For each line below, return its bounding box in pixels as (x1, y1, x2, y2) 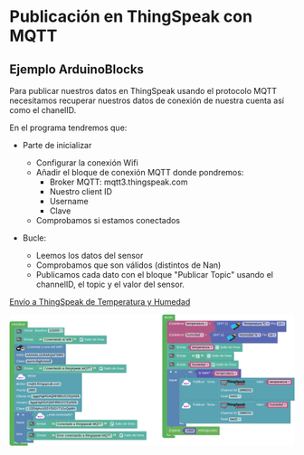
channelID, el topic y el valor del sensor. (35, 279, 185, 289)
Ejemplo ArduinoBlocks (9, 62, 145, 77)
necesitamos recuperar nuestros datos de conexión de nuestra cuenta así (9, 95, 285, 106)
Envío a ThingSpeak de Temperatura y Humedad (9, 297, 191, 307)
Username (49, 196, 89, 206)
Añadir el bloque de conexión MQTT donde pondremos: (35, 167, 244, 177)
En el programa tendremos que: (9, 122, 128, 133)
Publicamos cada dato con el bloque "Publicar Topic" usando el (35, 270, 274, 280)
